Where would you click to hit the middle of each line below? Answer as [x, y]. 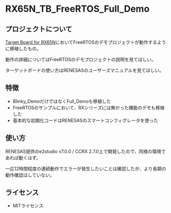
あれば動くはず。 [23, 158]
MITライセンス [28, 206]
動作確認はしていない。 [30, 175]
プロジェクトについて [39, 29]
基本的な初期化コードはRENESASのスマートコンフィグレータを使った [85, 120]
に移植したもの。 [23, 49]
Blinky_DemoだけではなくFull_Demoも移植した [62, 101]
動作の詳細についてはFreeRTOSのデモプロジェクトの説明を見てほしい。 [81, 60]
